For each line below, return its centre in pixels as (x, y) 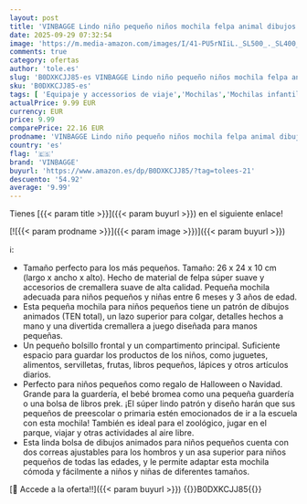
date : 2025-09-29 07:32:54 (61, 35)
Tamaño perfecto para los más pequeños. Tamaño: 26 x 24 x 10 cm (149, 268)
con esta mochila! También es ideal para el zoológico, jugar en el (145, 423)
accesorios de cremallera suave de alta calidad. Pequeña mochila (146, 288)
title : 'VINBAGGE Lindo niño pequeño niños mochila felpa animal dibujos (153, 26)
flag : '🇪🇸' (32, 153)
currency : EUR (37, 111)
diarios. (37, 374)
